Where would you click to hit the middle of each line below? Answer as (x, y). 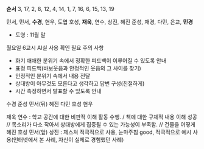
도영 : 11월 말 (30, 35)
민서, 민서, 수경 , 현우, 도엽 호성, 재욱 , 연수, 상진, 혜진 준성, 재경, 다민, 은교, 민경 (100, 22)
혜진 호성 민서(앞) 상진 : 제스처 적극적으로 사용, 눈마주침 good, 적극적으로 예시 (99, 132)
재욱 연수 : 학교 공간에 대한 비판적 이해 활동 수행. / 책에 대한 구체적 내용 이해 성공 (102, 117)
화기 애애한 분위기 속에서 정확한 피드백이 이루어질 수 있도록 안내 (90, 61)
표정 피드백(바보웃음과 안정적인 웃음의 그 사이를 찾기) (78, 68)
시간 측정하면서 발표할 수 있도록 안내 (58, 91)
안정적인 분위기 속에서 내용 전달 (52, 76)
